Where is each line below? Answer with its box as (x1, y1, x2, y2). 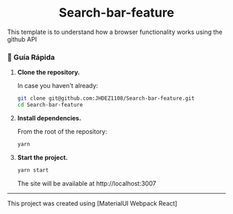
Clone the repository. (17, 68, 80, 77)
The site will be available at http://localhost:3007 (17, 179, 157, 188)
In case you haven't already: (17, 82, 98, 90)
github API (7, 35, 37, 43)
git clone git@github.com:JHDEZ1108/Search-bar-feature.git (17, 95, 195, 102)
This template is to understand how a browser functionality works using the (7, 28, 223, 36)
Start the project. (17, 153, 68, 161)
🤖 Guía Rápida (7, 52, 55, 62)
